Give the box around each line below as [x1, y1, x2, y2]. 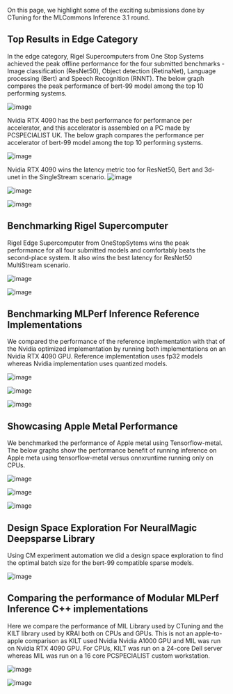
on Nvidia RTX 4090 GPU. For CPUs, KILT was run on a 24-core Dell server [7, 644, 223, 652]
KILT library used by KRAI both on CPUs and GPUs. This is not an [7, 629, 193, 638]
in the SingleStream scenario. [22, 172, 106, 181]
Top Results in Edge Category [7, 33, 138, 45]
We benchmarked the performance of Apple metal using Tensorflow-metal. [7, 439, 223, 447]
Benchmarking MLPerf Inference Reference [7, 308, 200, 320]
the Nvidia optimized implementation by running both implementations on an [7, 345, 226, 353]
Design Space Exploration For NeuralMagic [7, 522, 198, 534]
